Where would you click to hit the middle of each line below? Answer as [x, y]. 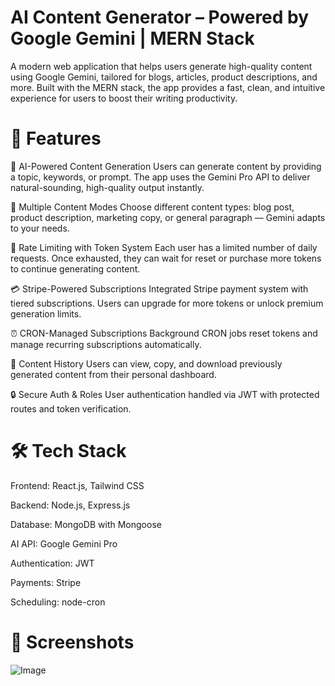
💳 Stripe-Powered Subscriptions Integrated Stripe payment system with [159, 288]
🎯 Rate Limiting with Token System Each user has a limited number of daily [164, 247]
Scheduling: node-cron [58, 602]
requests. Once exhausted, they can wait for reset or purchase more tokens [166, 258]
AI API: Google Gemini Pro [64, 543]
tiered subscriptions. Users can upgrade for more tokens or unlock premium [167, 303]
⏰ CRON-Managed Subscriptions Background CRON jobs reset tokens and [164, 333]
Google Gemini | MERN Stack [132, 38]
